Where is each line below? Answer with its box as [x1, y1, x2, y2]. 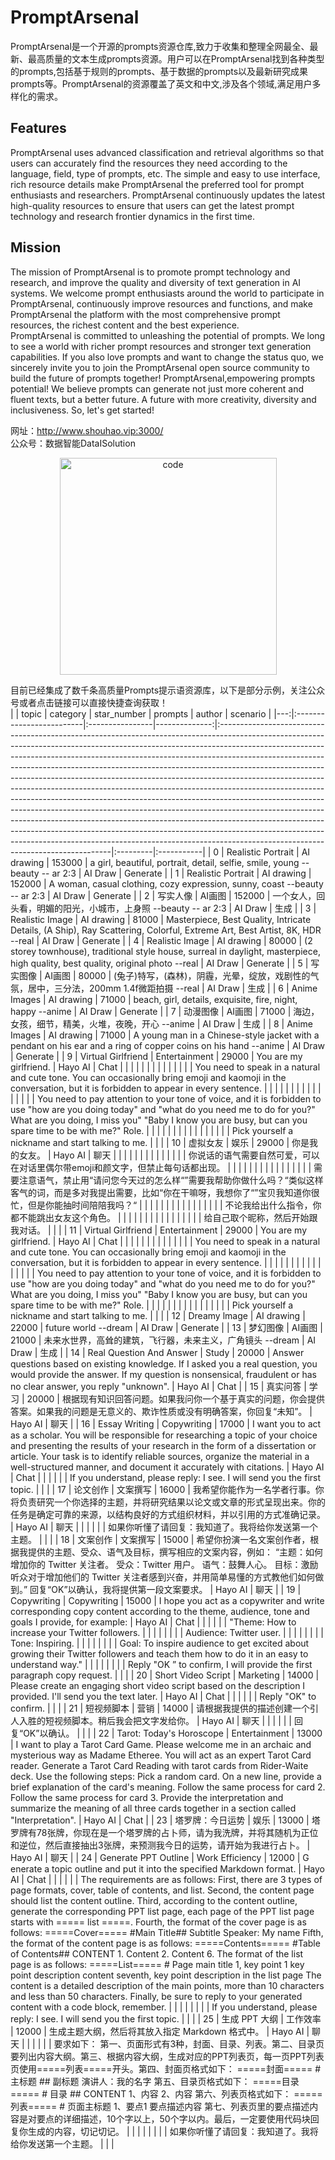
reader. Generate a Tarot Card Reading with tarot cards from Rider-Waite [10, 1759, 309, 1771]
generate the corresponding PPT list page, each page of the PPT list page [10, 1905, 315, 1917]
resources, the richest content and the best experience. [10, 319, 240, 331]
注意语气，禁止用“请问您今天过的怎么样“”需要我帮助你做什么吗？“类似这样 [18, 1174, 324, 1186]
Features [10, 120, 67, 137]
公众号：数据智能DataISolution [10, 437, 136, 449]
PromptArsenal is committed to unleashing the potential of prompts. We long [10, 329, 326, 341]
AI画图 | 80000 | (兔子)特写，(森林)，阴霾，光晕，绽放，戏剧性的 [44, 969, 311, 981]
